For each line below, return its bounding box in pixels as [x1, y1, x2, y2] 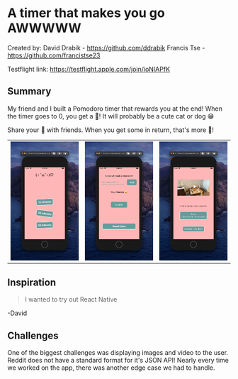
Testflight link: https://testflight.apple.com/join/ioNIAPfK [7, 65, 171, 73]
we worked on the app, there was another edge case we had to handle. [7, 363, 215, 372]
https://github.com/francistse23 [7, 51, 101, 60]
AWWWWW [7, 20, 81, 36]
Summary [7, 85, 52, 97]
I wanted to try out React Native [24, 295, 118, 304]
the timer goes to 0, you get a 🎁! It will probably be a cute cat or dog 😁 [7, 111, 215, 120]
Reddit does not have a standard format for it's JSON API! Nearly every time [7, 356, 229, 365]
